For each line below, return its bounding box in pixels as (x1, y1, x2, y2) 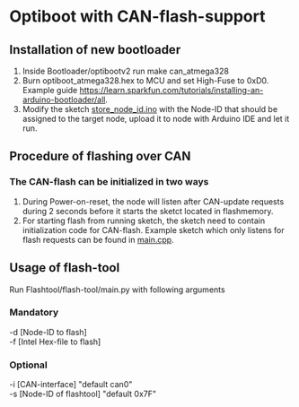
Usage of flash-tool (9, 260, 120, 275)
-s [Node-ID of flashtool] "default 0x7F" (9, 388, 157, 400)
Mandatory (9, 307, 59, 319)
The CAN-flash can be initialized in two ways (9, 176, 209, 188)
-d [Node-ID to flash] (9, 326, 87, 337)
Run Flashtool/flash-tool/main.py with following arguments (9, 284, 226, 295)
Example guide (22, 85, 78, 95)
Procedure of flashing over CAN (9, 149, 191, 164)
